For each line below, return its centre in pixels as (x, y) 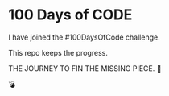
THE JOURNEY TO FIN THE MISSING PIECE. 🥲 (85, 68)
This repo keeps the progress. (58, 52)
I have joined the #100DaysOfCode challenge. (84, 37)
